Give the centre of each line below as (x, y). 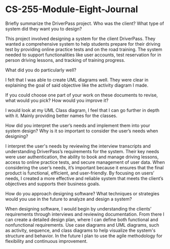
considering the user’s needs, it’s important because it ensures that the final (84, 167)
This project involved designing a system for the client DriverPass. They (80, 39)
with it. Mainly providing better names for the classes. (61, 116)
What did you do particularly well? (41, 70)
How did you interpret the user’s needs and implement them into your (78, 125)
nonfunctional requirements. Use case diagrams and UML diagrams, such (82, 225)
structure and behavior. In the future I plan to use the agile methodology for (84, 236)
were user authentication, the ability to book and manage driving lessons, (82, 157)
